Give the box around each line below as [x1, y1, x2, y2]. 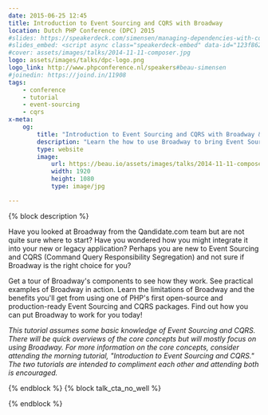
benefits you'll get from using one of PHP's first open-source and [8, 293, 223, 302]
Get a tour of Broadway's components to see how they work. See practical [8, 276, 254, 286]
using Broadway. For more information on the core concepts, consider [8, 342, 239, 352]
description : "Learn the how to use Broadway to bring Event [37, 137, 245, 146]
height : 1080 [50, 175, 94, 184]
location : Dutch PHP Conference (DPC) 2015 [8, 26, 156, 34]
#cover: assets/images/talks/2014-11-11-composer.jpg [8, 49, 191, 57]
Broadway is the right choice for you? [8, 260, 132, 270]
